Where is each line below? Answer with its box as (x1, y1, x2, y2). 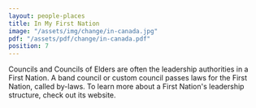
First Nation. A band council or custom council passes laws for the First (8, 73, 248, 83)
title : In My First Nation (8, 19, 100, 28)
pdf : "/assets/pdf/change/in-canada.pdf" (8, 34, 151, 43)
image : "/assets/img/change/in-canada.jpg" (8, 27, 158, 35)
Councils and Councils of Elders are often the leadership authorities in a (8, 64, 249, 74)
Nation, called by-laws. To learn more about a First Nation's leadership (8, 82, 245, 92)
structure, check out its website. (8, 90, 116, 100)
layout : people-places (8, 11, 85, 20)
